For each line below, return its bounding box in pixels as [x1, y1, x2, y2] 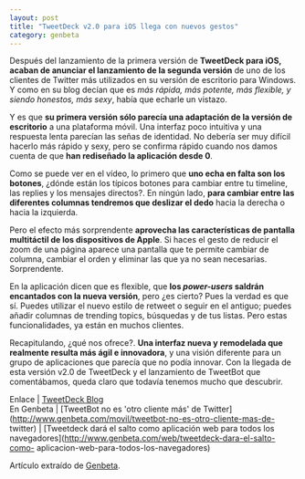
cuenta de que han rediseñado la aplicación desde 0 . [9, 151, 213, 161]
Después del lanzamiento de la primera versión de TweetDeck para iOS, [9, 56, 282, 67]
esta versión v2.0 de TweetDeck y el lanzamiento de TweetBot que [9, 367, 261, 378]
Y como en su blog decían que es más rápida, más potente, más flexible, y [9, 84, 291, 96]
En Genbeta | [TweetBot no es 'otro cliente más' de [9, 403, 202, 415]
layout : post [9, 13, 59, 23]
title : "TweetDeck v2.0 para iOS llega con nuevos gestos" [9, 22, 239, 31]
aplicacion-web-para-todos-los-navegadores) [36, 443, 211, 453]
